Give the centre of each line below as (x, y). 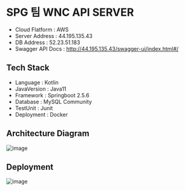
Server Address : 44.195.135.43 (54, 36)
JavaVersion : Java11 (41, 89)
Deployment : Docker (41, 114)
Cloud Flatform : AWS (42, 29)
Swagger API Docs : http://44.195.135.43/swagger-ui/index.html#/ (97, 48)
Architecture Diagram (48, 134)
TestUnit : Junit (34, 108)
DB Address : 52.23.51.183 (47, 42)
